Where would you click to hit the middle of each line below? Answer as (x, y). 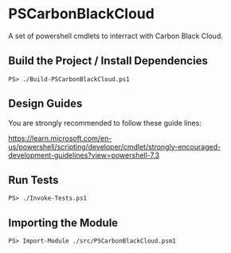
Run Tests (33, 180)
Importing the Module (63, 222)
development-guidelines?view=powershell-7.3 (84, 155)
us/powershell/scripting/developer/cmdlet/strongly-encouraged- (115, 146)
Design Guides (45, 104)
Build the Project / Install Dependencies (108, 61)
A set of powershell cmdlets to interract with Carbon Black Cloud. (115, 36)
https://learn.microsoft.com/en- (60, 138)
